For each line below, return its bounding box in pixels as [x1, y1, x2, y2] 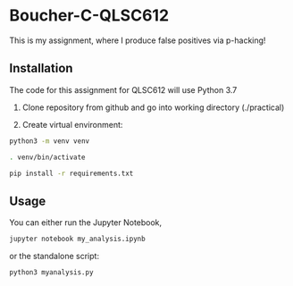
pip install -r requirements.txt [9, 169, 134, 178]
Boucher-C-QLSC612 [9, 5, 170, 26]
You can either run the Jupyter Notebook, [9, 217, 163, 228]
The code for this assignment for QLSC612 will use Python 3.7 [9, 84, 238, 95]
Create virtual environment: [21, 119, 123, 130]
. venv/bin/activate [9, 153, 87, 162]
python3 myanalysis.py [9, 268, 94, 277]
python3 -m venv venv [9, 136, 90, 146]
